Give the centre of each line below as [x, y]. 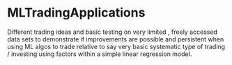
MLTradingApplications [76, 13]
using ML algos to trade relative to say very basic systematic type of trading [116, 46]
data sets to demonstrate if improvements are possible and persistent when [116, 39]
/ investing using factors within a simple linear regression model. [100, 54]
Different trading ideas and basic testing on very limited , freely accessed [113, 32]
